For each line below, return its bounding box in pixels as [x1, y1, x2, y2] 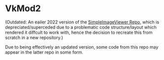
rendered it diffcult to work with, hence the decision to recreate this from [5, 29, 153, 35]
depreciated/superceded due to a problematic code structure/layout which [5, 24, 157, 30]
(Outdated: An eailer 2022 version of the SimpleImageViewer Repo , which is [5, 19, 159, 25]
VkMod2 [5, 3, 41, 14]
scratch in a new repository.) [5, 35, 63, 40]
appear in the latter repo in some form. [5, 49, 84, 55]
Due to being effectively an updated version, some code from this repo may [5, 44, 159, 50]
